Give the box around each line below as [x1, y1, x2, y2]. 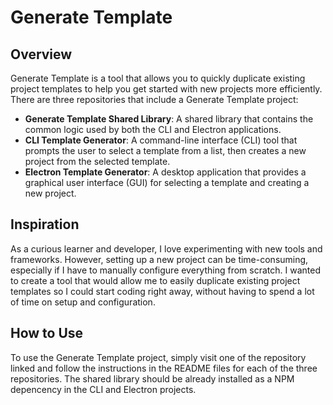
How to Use [10, 325, 84, 342]
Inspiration [10, 216, 80, 233]
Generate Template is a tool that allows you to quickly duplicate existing [10, 72, 306, 84]
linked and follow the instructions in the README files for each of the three [10, 362, 318, 374]
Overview [10, 46, 73, 63]
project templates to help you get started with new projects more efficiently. [10, 83, 323, 95]
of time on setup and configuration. [10, 296, 156, 308]
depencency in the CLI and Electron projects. [10, 383, 197, 395]
